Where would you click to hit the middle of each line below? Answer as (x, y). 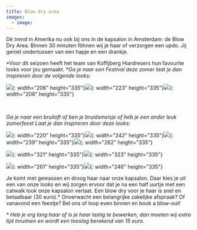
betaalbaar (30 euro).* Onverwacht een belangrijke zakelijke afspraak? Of (96, 197)
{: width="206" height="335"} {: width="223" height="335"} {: (93, 88)
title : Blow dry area (33, 11)
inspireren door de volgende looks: (48, 76)
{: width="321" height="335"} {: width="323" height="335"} (88, 155)
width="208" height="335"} (40, 94)
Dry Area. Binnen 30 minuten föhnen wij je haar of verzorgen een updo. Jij (96, 45)
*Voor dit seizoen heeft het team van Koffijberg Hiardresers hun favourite (95, 63)
